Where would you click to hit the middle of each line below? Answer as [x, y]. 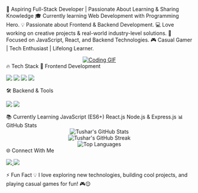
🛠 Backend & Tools [30, 91]
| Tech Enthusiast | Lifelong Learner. [50, 48]
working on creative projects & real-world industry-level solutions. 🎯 [89, 33]
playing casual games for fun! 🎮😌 [48, 184]
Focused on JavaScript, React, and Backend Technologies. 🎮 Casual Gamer [99, 40]
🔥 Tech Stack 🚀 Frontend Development [53, 66]
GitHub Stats [22, 125]
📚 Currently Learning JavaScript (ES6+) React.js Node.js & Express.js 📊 [95, 117]
